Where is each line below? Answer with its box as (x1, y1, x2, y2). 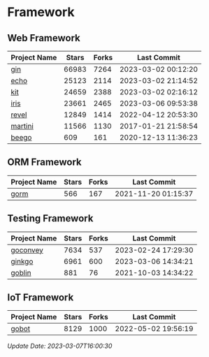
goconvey (10, 245, 44, 255)
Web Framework (7, 32, 80, 44)
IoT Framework (7, 291, 74, 304)
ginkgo (10, 256, 34, 266)
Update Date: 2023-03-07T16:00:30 (7, 342, 113, 350)
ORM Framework (7, 156, 82, 168)
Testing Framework (7, 212, 94, 224)
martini (10, 122, 34, 131)
